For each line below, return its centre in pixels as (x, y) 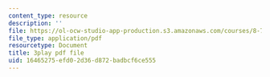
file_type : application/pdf (55, 38)
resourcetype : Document (48, 46)
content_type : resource (48, 16)
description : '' (35, 23)
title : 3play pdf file (46, 53)
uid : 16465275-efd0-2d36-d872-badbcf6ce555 (82, 61)
